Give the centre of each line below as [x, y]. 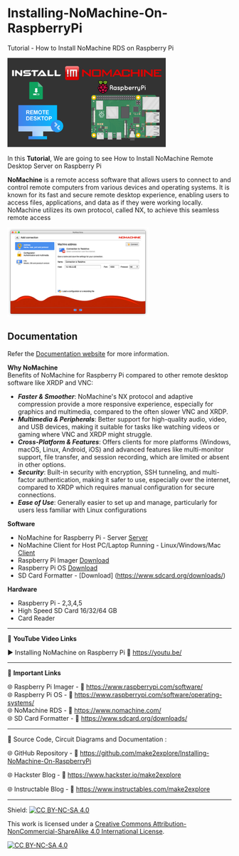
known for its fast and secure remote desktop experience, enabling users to [118, 194]
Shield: [17, 810]
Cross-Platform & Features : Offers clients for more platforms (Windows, [124, 442]
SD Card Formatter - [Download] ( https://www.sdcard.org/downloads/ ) [122, 575]
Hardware [22, 589]
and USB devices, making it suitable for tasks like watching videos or [118, 427]
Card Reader [36, 618]
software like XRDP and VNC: [51, 382]
